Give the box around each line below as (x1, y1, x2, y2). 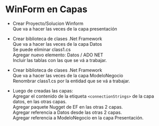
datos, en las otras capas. (12, 98, 67, 105)
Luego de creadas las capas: (12, 87, 74, 93)
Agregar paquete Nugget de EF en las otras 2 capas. (12, 104, 123, 110)
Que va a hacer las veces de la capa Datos (12, 41, 103, 47)
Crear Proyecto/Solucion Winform (12, 20, 84, 26)
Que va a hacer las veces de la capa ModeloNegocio (12, 72, 123, 78)
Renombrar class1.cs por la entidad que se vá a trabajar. (12, 78, 131, 84)
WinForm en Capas (5, 4, 88, 15)
